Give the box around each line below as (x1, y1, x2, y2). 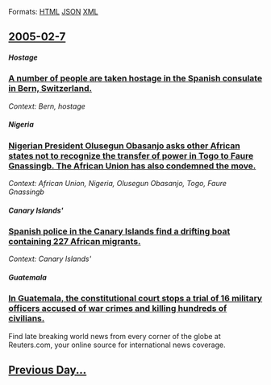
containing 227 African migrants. (8, 236, 141, 247)
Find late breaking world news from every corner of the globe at (8, 331, 222, 341)
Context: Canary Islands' (8, 254, 92, 264)
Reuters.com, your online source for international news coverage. (8, 340, 226, 350)
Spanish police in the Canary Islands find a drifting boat (8, 226, 231, 237)
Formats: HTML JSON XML (8, 7, 98, 16)
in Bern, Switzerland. (8, 83, 93, 94)
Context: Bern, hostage (8, 101, 86, 111)
